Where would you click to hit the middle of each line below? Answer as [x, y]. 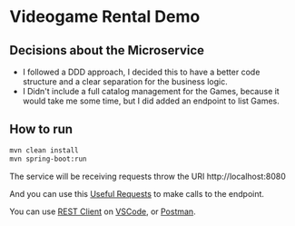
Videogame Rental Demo [105, 17]
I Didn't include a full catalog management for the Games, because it [151, 91]
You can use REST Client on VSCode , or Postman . [103, 211]
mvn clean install [44, 150]
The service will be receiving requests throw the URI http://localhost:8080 [147, 176]
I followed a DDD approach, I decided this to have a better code [141, 72]
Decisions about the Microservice [107, 50]
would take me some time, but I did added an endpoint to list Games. [151, 101]
